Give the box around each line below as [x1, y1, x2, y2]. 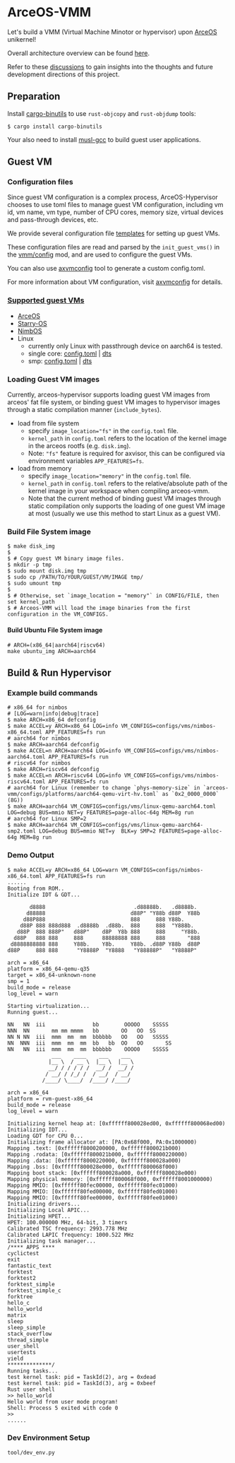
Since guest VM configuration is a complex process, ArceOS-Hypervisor [7, 193, 219, 201]
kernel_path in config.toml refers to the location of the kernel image [28, 434, 227, 442]
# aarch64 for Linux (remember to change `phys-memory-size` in [7, 785, 200, 792]
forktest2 [7, 1274, 37, 1281]
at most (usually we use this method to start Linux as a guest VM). [28, 510, 221, 518]
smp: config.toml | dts [28, 356, 92, 365]
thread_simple [7, 1336, 49, 1344]
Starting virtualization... [7, 1002, 90, 1009]
